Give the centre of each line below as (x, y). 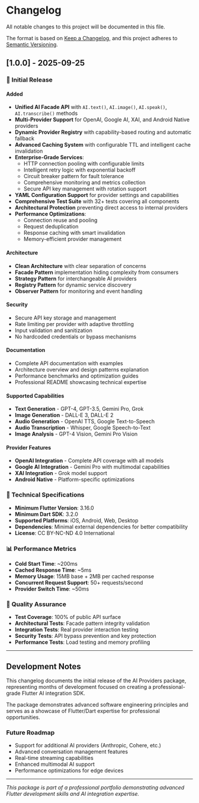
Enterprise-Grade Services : (49, 157)
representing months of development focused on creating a (79, 687)
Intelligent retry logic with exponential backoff (79, 170)
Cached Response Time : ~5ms (53, 570)
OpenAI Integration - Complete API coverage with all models (89, 461)
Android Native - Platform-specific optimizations (75, 479)
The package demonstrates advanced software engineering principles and (97, 705)
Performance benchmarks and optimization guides (77, 376)
